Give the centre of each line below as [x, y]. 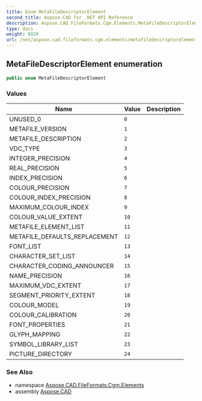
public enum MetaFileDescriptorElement [56, 78]
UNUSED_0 [25, 119]
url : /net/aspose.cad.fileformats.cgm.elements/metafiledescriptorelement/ [103, 40]
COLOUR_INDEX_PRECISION [50, 197]
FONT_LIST [25, 246]
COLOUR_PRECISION [39, 187]
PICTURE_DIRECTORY [41, 354]
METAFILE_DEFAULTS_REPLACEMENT [64, 237]
